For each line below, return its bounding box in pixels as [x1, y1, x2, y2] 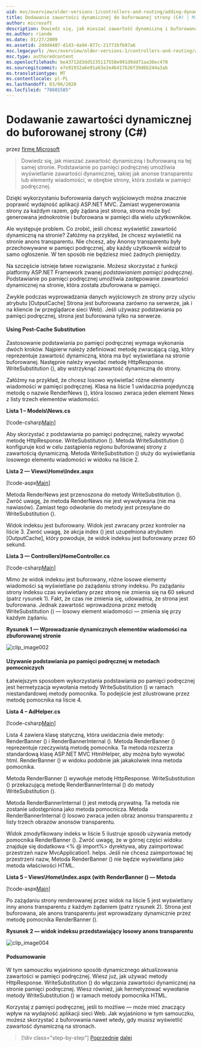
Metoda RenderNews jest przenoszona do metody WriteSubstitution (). [6, 491, 182, 499]
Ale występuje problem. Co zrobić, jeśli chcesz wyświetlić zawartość [6, 225, 177, 232]
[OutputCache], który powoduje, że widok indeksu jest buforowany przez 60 [6, 535, 196, 542]
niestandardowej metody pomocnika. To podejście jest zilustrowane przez [6, 690, 190, 697]
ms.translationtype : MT [6, 70, 66, 76]
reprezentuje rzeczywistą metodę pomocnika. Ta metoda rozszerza [6, 744, 173, 751]
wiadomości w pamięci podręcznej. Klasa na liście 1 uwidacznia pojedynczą [6, 383, 194, 390]
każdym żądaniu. [6, 614, 49, 622]
